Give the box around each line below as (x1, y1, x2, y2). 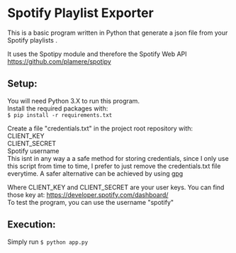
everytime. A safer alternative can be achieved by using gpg (7, 169, 184, 178)
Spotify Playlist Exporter (7, 5, 154, 21)
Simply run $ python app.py (7, 237, 89, 246)
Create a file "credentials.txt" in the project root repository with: (7, 124, 193, 133)
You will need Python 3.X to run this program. (7, 96, 140, 105)
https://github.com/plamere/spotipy (7, 57, 111, 65)
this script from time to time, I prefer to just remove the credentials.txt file (7, 162, 221, 170)
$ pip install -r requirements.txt (7, 111, 113, 118)
